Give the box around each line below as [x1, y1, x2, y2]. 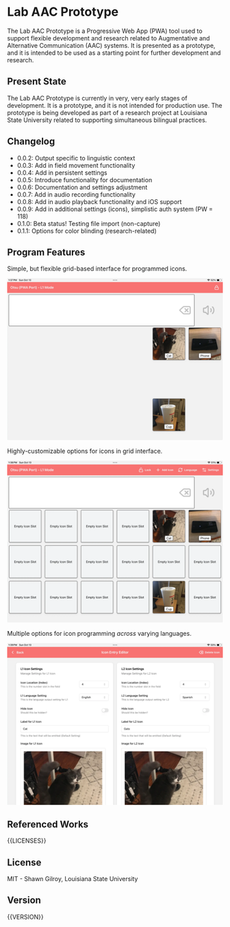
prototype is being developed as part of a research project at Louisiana [7, 108, 207, 116]
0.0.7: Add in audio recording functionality [16, 190, 136, 199]
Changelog [7, 136, 55, 147]
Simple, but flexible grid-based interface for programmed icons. [7, 264, 188, 273]
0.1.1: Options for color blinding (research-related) [16, 227, 157, 235]
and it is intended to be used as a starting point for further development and [7, 49, 221, 57]
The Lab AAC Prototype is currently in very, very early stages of [7, 94, 188, 102]
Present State [7, 76, 66, 88]
